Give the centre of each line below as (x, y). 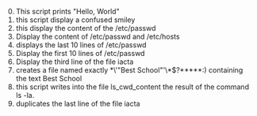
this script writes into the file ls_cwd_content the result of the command (132, 87)
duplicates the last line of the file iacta (78, 103)
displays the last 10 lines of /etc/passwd (81, 45)
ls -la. (25, 95)
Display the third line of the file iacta (75, 62)
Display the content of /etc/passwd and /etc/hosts (98, 36)
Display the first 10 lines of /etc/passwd (80, 53)
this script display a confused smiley (75, 20)
